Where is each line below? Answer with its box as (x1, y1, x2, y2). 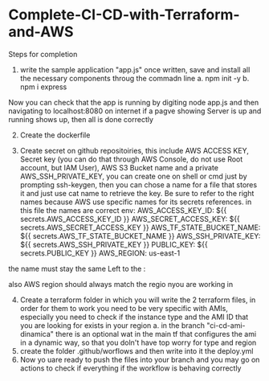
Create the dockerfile (19, 130, 91, 140)
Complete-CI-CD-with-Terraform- (8, 6, 240, 24)
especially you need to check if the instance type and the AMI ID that (19, 312, 249, 322)
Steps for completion (8, 49, 78, 59)
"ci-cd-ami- (206, 320, 247, 330)
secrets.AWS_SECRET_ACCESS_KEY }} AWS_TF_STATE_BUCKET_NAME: (19, 223, 261, 232)
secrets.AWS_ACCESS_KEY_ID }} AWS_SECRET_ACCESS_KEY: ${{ (19, 214, 241, 223)
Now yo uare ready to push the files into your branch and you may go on (19, 354, 260, 364)
